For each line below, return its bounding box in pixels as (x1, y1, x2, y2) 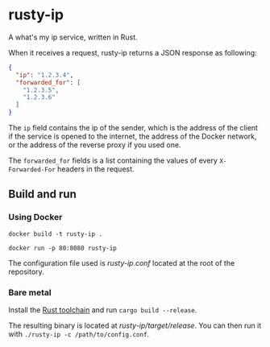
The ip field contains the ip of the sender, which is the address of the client (8, 123, 258, 133)
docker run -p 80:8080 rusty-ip (8, 244, 117, 252)
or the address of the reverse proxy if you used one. (8, 140, 181, 150)
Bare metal (8, 287, 52, 298)
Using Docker (8, 212, 63, 223)
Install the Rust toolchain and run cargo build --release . (8, 305, 197, 315)
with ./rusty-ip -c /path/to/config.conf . (8, 329, 150, 339)
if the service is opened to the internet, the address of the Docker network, (8, 131, 257, 142)
